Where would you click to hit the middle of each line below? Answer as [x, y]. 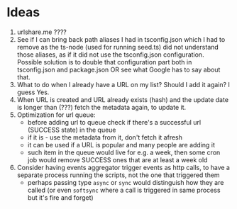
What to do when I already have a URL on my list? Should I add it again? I [123, 84]
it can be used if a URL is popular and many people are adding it [121, 145]
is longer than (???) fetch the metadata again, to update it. [101, 107]
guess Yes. [33, 92]
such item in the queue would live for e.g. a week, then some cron [124, 152]
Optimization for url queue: [56, 115]
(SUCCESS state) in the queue [72, 130]
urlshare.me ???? [42, 32]
